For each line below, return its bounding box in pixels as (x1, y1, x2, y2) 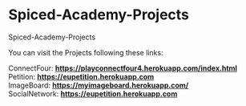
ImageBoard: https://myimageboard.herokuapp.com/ (8, 80, 189, 90)
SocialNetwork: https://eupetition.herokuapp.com (8, 88, 178, 98)
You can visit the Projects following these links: (8, 47, 163, 57)
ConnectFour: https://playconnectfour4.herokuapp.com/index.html (8, 63, 238, 73)
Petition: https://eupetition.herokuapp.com (8, 71, 155, 81)
